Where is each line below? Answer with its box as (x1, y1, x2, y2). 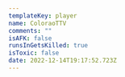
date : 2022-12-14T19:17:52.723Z (8, 57, 117, 65)
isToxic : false (8, 49, 60, 57)
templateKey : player (8, 11, 78, 20)
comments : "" (8, 26, 52, 34)
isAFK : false (8, 34, 52, 43)
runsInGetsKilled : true (8, 42, 89, 50)
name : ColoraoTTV (8, 19, 67, 27)
